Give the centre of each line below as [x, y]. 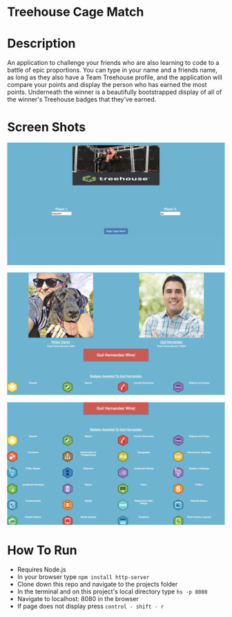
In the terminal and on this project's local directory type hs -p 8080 [112, 591]
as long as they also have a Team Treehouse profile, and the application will [115, 77]
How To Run [42, 550]
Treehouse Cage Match [76, 12]
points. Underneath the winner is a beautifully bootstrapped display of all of [115, 92]
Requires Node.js [42, 569]
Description [41, 44]
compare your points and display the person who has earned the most [107, 85]
